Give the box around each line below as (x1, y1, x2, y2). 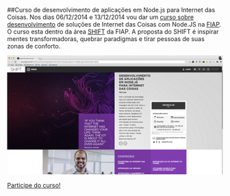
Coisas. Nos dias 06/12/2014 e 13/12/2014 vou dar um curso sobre (7, 13, 194, 21)
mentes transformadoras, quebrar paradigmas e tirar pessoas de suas (7, 35, 205, 43)
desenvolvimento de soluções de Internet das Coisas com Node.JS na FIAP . (7, 20, 222, 28)
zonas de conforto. (7, 42, 61, 50)
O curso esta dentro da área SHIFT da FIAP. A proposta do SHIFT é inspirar (7, 27, 219, 36)
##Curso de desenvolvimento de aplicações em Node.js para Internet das (7, 6, 216, 14)
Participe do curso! (7, 181, 61, 189)
